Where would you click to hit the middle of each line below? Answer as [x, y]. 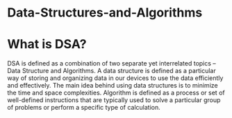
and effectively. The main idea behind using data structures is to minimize [113, 86]
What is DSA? [47, 45]
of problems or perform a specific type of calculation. [84, 108]
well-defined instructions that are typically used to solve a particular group [114, 100]
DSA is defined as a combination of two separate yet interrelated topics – [112, 63]
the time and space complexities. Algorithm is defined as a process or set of [116, 93]
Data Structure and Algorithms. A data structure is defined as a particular [112, 71]
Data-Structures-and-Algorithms [105, 13]
